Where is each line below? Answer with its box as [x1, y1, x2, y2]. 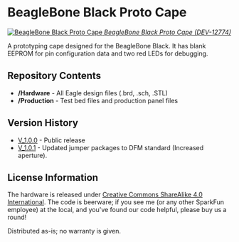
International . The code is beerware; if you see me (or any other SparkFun [7, 198, 224, 206]
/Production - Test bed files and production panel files [17, 96, 179, 105]
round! [7, 213, 27, 221]
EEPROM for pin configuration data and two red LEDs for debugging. [7, 49, 208, 58]
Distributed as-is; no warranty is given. [7, 227, 122, 236]
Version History [7, 117, 78, 129]
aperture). [17, 151, 48, 159]
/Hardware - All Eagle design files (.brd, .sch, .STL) [17, 88, 169, 97]
